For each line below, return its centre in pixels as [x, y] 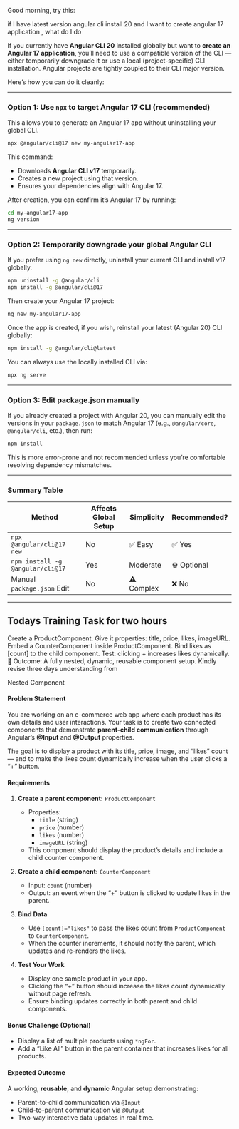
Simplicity [147, 518]
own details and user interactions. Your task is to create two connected [111, 722]
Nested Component [36, 682]
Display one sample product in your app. [87, 979]
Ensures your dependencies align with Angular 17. [90, 186]
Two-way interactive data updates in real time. [86, 1117]
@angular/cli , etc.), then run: [50, 430]
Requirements [29, 782]
